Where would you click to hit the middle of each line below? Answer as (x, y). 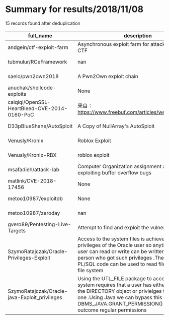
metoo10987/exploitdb (35, 199)
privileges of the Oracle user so (114, 245)
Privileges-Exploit (29, 258)
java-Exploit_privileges (35, 297)
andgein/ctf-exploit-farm (38, 47)
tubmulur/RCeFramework (37, 61)
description (138, 35)
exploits (17, 94)
